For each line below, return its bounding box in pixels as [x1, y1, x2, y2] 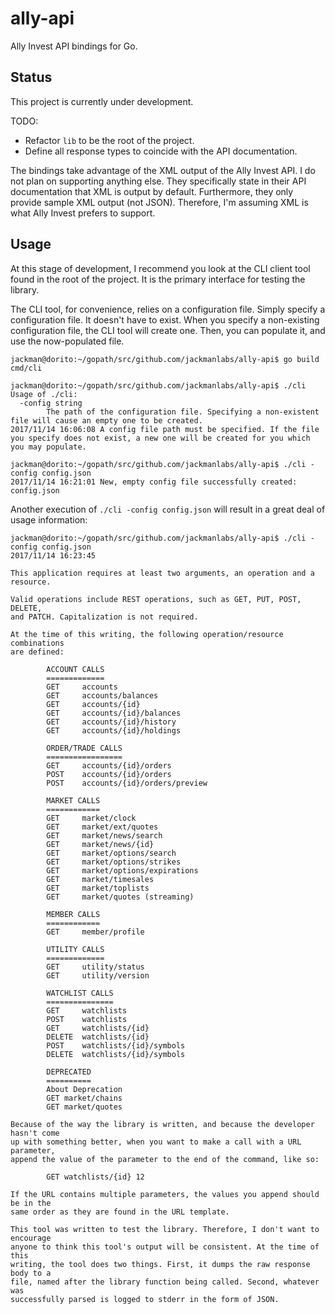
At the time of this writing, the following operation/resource [10, 629, 284, 639]
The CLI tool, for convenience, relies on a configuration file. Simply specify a [10, 303, 326, 315]
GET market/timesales [46, 874, 155, 884]
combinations [10, 638, 65, 648]
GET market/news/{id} [46, 839, 155, 849]
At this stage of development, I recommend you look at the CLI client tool [10, 262, 311, 274]
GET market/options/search [46, 848, 177, 858]
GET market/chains [46, 1093, 123, 1103]
